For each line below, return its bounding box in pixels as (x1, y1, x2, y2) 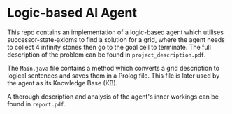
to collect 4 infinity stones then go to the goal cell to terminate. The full (7, 43, 212, 51)
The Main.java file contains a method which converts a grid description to (7, 64, 220, 72)
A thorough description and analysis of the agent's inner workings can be (7, 92, 219, 101)
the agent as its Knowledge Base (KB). (7, 78, 118, 87)
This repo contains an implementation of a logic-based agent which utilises (7, 28, 224, 36)
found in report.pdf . (7, 99, 66, 108)
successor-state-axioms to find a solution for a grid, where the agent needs (7, 35, 225, 43)
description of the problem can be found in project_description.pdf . (7, 50, 206, 59)
